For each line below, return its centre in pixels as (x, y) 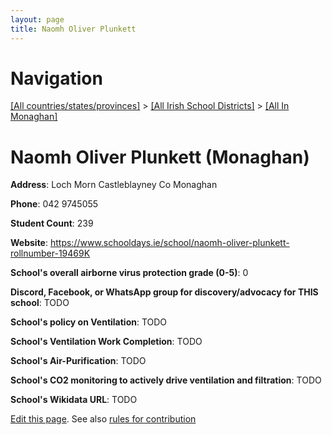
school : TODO (40, 303)
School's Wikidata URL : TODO (74, 400)
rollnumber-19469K (50, 253)
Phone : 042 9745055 (54, 204)
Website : (29, 243)
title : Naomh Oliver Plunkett (73, 29)
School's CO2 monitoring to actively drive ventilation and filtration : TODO (166, 380)
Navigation (56, 78)
